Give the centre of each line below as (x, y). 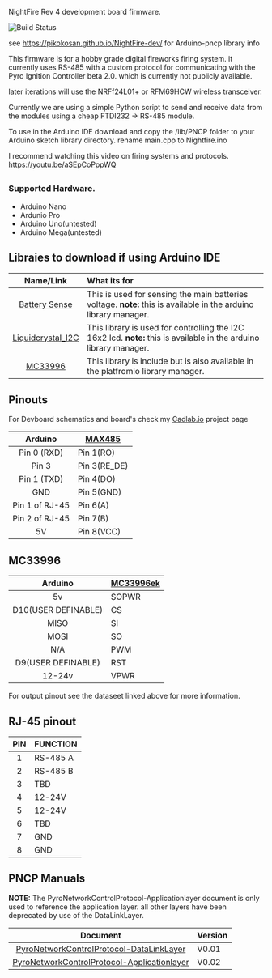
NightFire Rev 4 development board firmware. (85, 12)
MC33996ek (135, 584)
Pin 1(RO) (96, 453)
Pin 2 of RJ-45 (41, 519)
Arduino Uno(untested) (58, 223)
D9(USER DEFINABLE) (58, 663)
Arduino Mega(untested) (61, 232)
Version (212, 935)
